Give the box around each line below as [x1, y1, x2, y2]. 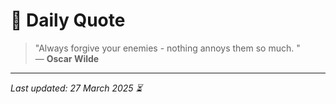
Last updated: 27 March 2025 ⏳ [10, 82, 143, 94]
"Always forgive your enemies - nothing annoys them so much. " [34, 42, 301, 54]
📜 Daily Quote [10, 9, 126, 32]
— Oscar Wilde [34, 52, 100, 64]
